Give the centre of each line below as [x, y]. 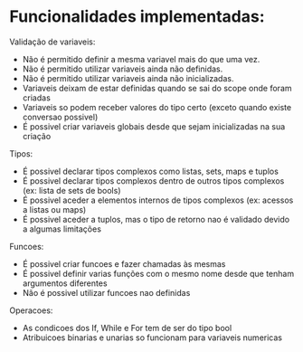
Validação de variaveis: [52, 42]
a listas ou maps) [54, 209]
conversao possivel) [60, 117]
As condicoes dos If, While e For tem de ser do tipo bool [127, 328]
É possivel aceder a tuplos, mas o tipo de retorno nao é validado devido [156, 219]
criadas [37, 98]
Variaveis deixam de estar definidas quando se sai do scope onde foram [157, 88]
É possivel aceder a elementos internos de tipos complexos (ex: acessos [158, 200]
